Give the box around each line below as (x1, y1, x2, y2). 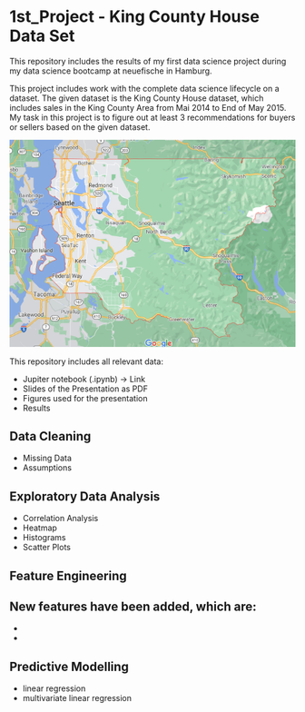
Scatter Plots (22, 542, 71, 553)
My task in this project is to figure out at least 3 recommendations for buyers (9, 112, 296, 123)
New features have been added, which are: (9, 599, 257, 615)
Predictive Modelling (9, 658, 130, 674)
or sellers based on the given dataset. (9, 121, 151, 133)
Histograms (22, 532, 66, 543)
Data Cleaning (9, 429, 92, 444)
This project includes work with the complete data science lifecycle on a (9, 83, 280, 94)
